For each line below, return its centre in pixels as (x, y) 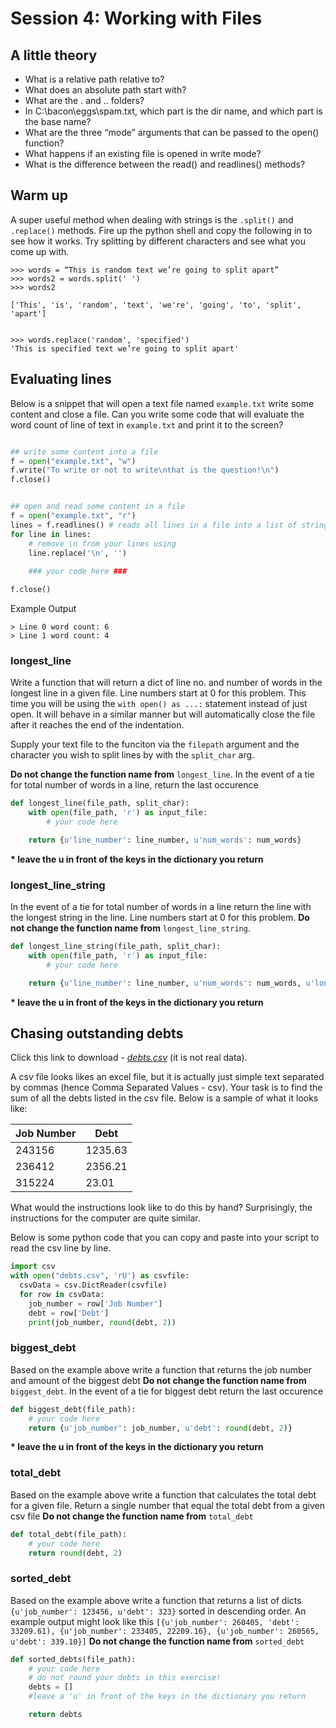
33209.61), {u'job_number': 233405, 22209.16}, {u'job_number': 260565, (165, 1631)
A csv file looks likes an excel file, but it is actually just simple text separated (167, 1077)
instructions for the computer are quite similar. (105, 1218)
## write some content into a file (84, 452)
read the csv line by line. (61, 1248)
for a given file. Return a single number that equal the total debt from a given (167, 1505)
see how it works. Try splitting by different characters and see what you (158, 241)
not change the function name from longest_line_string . (130, 928)
